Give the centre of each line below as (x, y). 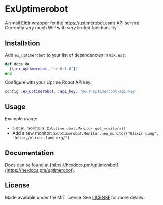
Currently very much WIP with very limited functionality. (61, 27)
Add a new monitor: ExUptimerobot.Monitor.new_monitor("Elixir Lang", (85, 133)
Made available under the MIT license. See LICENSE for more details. (75, 197)
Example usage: (21, 119)
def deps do (17, 64)
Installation (23, 43)
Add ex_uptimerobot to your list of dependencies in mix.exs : (66, 55)
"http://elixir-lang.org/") (41, 138)
